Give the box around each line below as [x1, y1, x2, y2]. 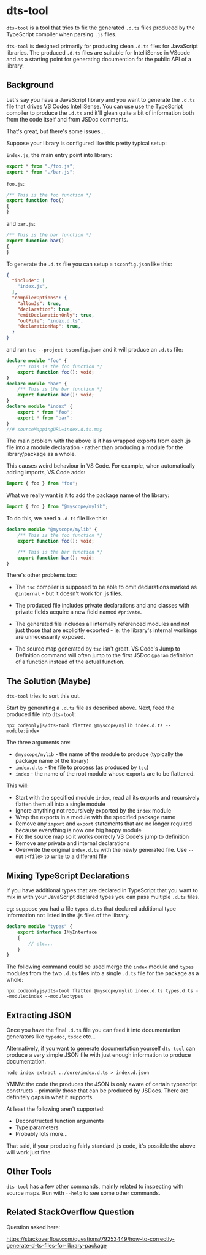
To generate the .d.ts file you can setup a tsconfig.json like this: [6, 260, 172, 268]
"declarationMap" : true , [17, 323, 81, 330]
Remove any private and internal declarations [15, 840, 130, 847]
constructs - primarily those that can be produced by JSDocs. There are [6, 1087, 189, 1094]
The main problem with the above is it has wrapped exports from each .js [6, 437, 191, 445]
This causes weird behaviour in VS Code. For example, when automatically [6, 462, 195, 469]
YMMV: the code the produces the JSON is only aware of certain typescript [6, 1081, 197, 1088]
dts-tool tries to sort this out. [6, 692, 81, 700]
